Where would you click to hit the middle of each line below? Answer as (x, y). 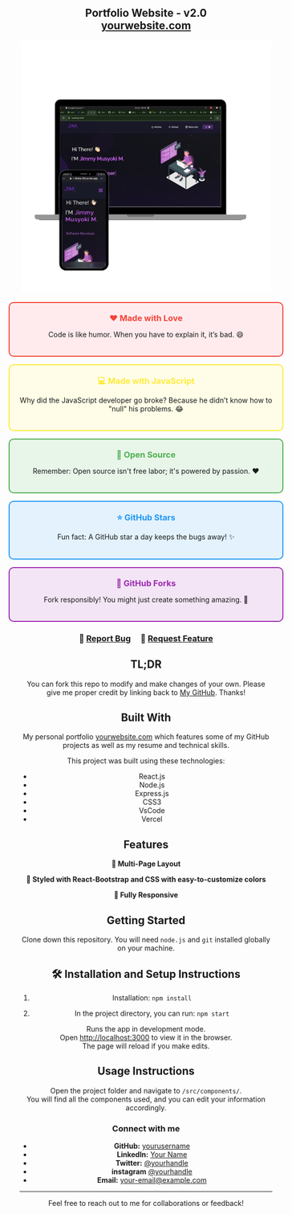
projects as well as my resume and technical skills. (146, 746)
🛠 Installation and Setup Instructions (146, 974)
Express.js (152, 794)
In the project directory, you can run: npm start (152, 1013)
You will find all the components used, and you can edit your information (146, 1099)
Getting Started (146, 920)
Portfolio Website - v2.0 (146, 13)
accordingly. (146, 1107)
